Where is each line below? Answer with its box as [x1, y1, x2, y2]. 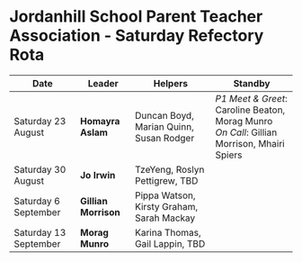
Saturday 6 [13, 194, 60, 207]
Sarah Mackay [134, 212, 196, 224]
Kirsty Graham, [134, 200, 199, 212]
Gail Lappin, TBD [134, 237, 206, 249]
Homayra [80, 114, 120, 127]
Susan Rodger [134, 131, 195, 144]
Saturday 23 [13, 114, 67, 127]
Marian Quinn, [134, 120, 195, 132]
